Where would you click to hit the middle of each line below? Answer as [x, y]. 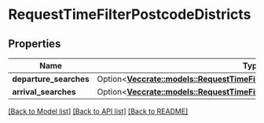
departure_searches [51, 79]
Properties [35, 44]
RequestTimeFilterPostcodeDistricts [130, 15]
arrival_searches [44, 92]
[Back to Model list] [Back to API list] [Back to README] [98, 111]
